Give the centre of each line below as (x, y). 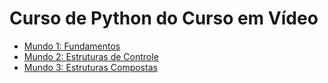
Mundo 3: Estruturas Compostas (90, 67)
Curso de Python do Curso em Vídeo (164, 18)
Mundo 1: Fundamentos (72, 46)
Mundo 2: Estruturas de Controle (91, 56)
